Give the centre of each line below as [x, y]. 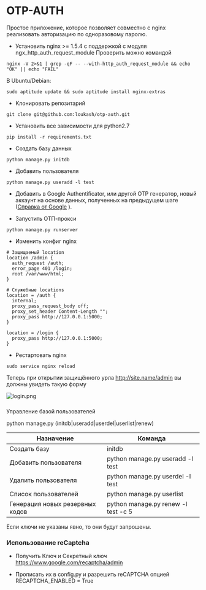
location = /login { [33, 333]
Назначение [55, 438]
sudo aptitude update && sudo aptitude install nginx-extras [86, 92]
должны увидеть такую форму [47, 384]
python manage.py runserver [42, 230]
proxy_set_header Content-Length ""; [60, 311]
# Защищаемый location [35, 252]
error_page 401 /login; [42, 268]
